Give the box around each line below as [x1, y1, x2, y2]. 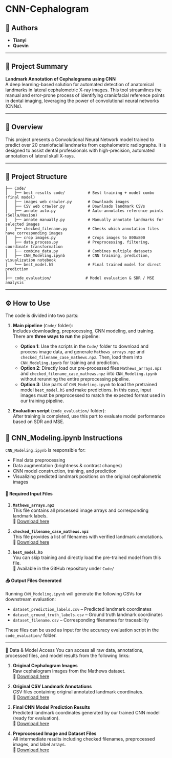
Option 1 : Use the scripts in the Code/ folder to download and [20, 343, 149, 349]
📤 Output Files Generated [5, 577, 62, 584]
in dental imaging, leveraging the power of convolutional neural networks [5, 97, 159, 104]
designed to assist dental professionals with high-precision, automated [5, 147, 155, 153]
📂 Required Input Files [5, 490, 53, 496]
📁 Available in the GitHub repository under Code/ [12, 565, 114, 572]
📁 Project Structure [5, 172, 68, 181]
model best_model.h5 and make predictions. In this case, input [20, 387, 152, 393]
